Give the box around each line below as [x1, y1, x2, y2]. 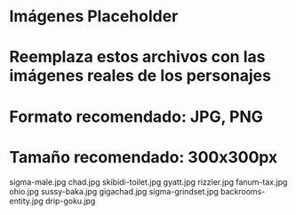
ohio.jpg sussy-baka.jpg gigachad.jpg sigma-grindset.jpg [9, 186, 220, 196]
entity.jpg [9, 195, 44, 206]
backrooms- [220, 186, 266, 196]
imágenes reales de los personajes [9, 66, 271, 86]
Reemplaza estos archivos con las [9, 47, 266, 68]
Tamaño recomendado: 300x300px [9, 147, 278, 167]
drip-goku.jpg [45, 195, 96, 206]
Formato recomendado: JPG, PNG [9, 107, 264, 126]
